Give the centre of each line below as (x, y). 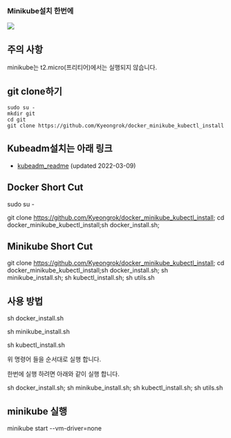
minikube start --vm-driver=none (55, 428)
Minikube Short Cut (50, 246)
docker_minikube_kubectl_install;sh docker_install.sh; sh (87, 270)
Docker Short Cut (45, 188)
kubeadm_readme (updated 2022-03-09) (76, 165)
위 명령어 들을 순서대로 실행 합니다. (54, 359)
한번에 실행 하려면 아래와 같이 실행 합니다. (63, 374)
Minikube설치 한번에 (40, 10)
